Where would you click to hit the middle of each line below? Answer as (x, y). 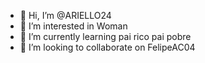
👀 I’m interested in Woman (73, 26)
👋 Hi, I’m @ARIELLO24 (65, 15)
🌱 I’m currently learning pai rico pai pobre (105, 36)
